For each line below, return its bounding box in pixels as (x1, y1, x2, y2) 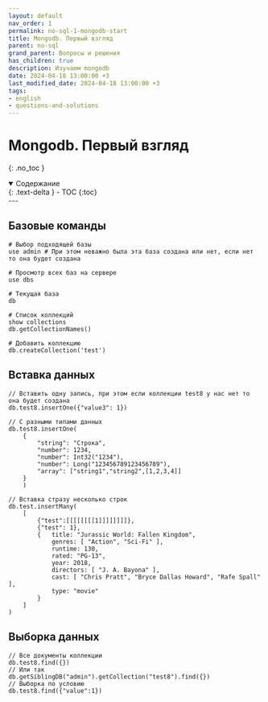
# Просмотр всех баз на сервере (8, 268, 117, 276)
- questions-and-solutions (8, 102, 99, 110)
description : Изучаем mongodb (8, 64, 110, 73)
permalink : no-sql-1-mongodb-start (8, 27, 128, 35)
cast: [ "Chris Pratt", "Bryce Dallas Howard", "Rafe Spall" (51, 573, 262, 581)
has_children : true (8, 57, 74, 65)
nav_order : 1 (8, 19, 52, 27)
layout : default (8, 11, 63, 20)
